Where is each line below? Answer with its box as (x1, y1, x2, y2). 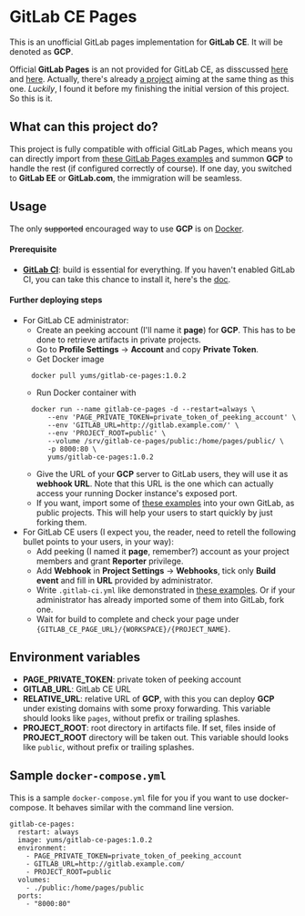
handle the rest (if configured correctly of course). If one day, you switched (9, 162, 292, 174)
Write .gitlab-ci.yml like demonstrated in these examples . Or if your (36, 585, 296, 595)
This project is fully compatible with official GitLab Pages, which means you (9, 143, 293, 154)
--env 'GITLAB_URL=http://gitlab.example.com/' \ (46, 421, 239, 430)
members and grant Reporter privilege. (36, 555, 184, 566)
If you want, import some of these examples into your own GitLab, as (36, 497, 295, 508)
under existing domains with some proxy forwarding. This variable (22, 703, 271, 714)
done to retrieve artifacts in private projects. (36, 334, 202, 345)
